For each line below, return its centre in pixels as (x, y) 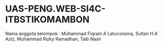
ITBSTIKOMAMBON (47, 19)
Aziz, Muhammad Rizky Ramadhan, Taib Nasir (53, 39)
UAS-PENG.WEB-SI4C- (55, 9)
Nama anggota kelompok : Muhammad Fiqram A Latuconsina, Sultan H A (81, 33)
